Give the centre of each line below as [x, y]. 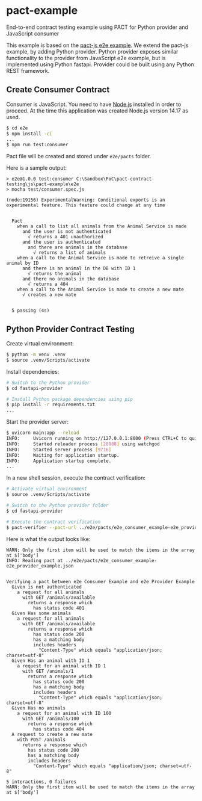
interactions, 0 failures [44, 782]
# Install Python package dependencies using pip [70, 399]
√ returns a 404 [48, 284]
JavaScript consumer [33, 33]
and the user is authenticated [61, 242]
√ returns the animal [55, 274]
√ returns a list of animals [69, 253]
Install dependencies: [33, 371]
